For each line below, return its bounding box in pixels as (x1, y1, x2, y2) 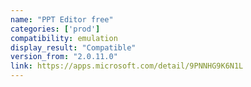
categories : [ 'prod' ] (10, 24, 101, 34)
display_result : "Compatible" (10, 42, 137, 53)
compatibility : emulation (10, 33, 118, 43)
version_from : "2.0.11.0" (10, 52, 118, 62)
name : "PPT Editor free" (10, 14, 114, 25)
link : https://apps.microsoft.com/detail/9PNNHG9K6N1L (10, 61, 244, 71)
